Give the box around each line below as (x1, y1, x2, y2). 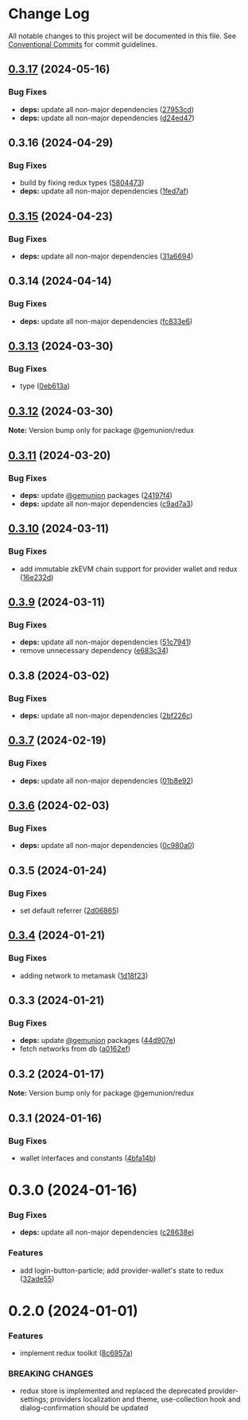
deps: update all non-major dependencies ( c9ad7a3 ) (19, 499, 193, 508)
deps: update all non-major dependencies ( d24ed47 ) (19, 113, 195, 123)
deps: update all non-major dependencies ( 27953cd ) (19, 104, 195, 114)
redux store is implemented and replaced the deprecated (19, 1386, 207, 1396)
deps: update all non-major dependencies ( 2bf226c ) (19, 710, 193, 720)
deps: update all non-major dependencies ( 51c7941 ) (19, 637, 192, 647)
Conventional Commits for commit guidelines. (8, 39, 157, 49)
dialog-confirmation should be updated (19, 1403, 149, 1413)
